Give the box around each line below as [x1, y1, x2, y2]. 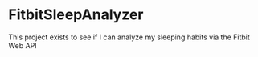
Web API [8, 40, 38, 50]
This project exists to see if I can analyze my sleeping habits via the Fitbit [8, 32, 251, 42]
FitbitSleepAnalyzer [8, 6, 144, 24]
